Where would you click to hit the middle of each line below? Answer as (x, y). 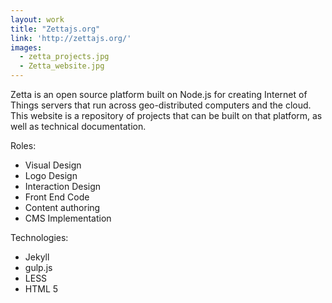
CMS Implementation (68, 218)
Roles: (23, 145)
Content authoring (62, 207)
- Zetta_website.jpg (62, 66)
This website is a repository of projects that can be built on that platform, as (166, 115)
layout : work (37, 19)
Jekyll (37, 257)
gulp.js (38, 267)
